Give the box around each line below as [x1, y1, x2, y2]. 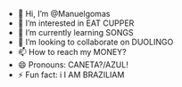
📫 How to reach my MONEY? [17, 47, 127, 57]
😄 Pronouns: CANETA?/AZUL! [17, 59, 129, 70]
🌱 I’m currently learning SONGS [17, 28, 134, 37]
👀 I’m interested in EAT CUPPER [17, 18, 135, 28]
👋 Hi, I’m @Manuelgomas [17, 9, 111, 19]
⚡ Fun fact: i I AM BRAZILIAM [17, 69, 125, 80]
